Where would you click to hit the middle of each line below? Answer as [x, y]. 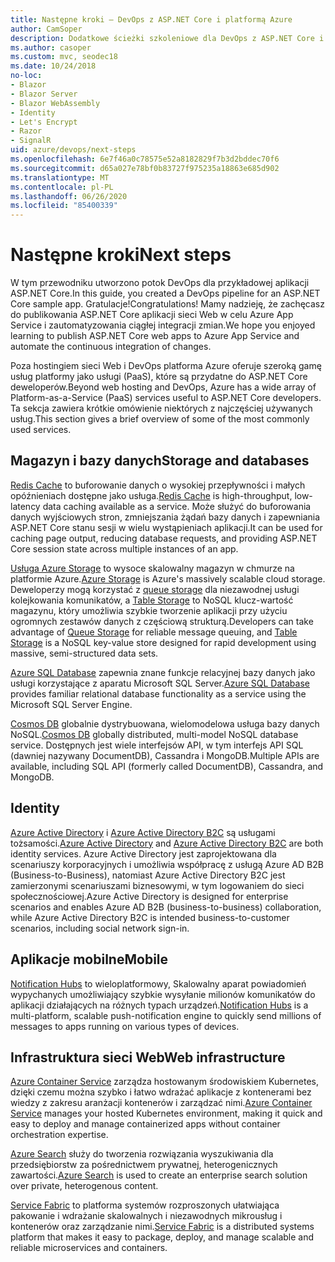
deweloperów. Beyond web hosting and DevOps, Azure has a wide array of [163, 387]
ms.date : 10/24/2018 [53, 66]
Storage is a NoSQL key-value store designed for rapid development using [163, 642]
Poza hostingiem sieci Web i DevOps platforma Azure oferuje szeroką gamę [166, 366]
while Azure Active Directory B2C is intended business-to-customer [150, 917]
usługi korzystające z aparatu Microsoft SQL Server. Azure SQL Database [160, 683]
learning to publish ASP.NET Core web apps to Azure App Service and [155, 336]
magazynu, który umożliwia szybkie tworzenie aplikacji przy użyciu [149, 610]
